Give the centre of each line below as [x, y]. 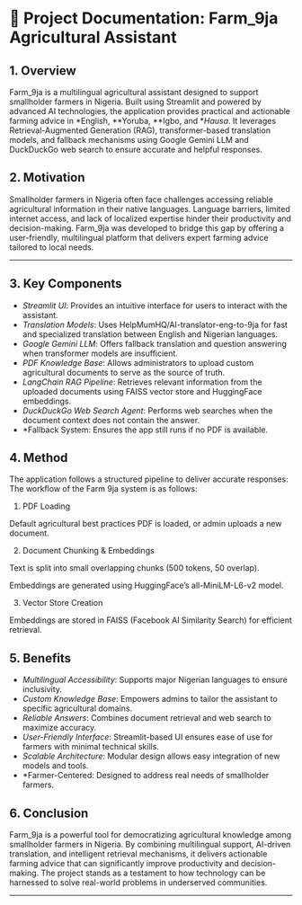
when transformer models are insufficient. [100, 353]
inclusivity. [42, 689]
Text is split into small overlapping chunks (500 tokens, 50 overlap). [134, 568]
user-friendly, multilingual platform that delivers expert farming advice [139, 237]
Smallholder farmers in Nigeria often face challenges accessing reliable [142, 199]
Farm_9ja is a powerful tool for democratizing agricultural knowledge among [151, 835]
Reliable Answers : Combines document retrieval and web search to [147, 718]
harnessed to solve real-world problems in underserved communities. [138, 883]
